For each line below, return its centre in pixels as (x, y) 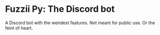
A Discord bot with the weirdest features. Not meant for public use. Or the (80, 23)
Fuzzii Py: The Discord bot (60, 9)
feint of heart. (19, 28)
